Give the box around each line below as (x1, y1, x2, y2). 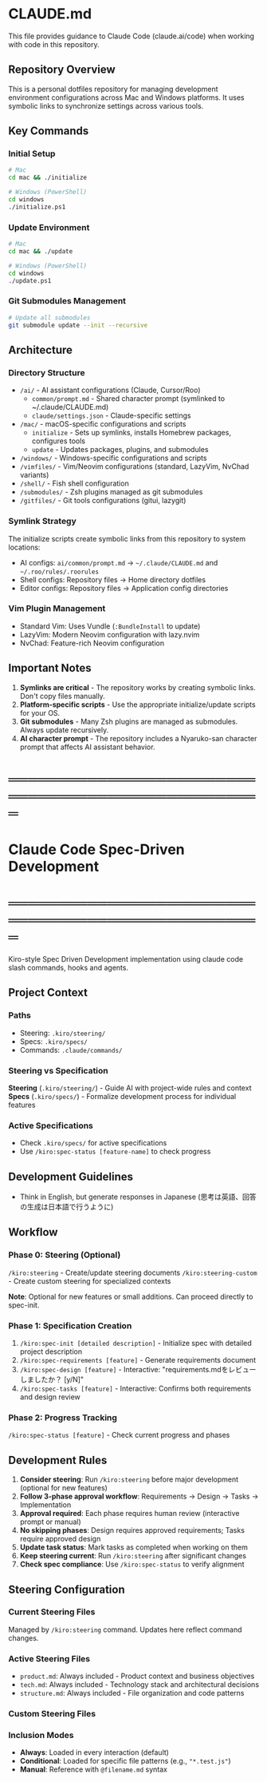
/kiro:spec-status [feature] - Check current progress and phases (8, 1431, 230, 1440)
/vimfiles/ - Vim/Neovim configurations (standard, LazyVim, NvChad (19, 462, 249, 471)
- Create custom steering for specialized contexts (8, 1276, 171, 1286)
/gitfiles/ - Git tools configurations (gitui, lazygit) (19, 496, 187, 506)
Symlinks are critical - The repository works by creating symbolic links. (19, 682, 257, 692)
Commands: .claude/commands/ (19, 1045, 123, 1054)
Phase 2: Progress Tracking (8, 1411, 118, 1423)
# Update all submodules (8, 313, 91, 322)
